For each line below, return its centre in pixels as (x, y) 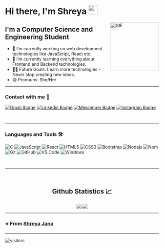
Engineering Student (37, 37)
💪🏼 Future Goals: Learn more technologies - (56, 69)
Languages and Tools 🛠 (34, 134)
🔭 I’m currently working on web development (57, 48)
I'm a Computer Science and (49, 29)
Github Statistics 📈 (82, 191)
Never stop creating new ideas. (44, 75)
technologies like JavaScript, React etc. (52, 54)
